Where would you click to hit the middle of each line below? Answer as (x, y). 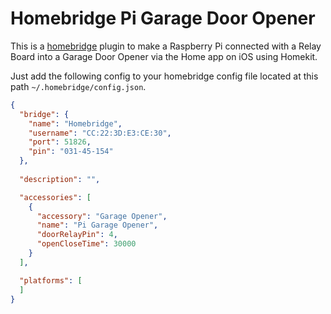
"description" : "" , (60, 179)
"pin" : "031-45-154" (71, 152)
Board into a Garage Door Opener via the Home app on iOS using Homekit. (164, 56)
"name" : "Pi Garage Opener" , (97, 225)
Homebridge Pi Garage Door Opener (163, 18)
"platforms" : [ (51, 280)
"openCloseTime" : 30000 (86, 244)
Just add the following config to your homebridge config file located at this (164, 76)
